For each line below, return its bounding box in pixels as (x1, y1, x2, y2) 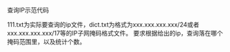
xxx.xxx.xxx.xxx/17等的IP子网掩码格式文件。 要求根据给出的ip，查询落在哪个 (7, 29, 224, 37)
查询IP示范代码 (7, 6, 50, 14)
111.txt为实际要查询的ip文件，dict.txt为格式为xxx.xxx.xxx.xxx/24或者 (7, 21, 200, 29)
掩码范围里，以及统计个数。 (7, 38, 86, 46)
